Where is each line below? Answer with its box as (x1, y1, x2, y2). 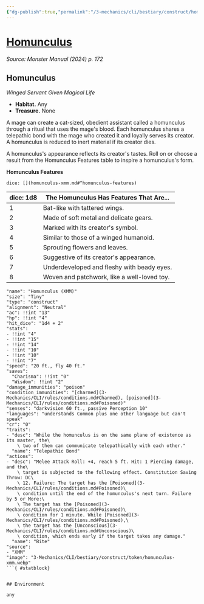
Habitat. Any (15, 101, 47, 108)
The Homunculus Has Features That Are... (45, 193, 170, 202)
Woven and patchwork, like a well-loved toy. (42, 273, 170, 282)
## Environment (6, 581, 45, 588)
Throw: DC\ (6, 475, 34, 481)
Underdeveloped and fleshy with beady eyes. (42, 263, 172, 271)
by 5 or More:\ (6, 496, 45, 502)
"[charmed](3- (71, 390, 107, 396)
